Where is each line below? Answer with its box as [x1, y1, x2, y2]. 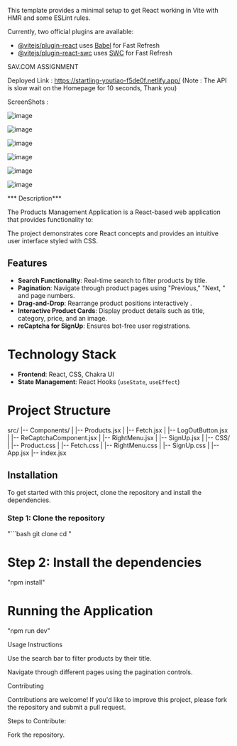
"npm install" [7, 577, 45, 586]
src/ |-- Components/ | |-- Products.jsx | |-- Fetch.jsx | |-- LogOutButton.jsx [7, 426, 228, 435]
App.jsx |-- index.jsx [7, 448, 67, 457]
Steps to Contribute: [7, 716, 67, 725]
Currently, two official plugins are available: [7, 28, 134, 36]
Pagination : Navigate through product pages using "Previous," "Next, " [17, 284, 226, 292]
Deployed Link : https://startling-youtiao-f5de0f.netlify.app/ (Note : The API [7, 76, 227, 85]
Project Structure [7, 402, 111, 418]
